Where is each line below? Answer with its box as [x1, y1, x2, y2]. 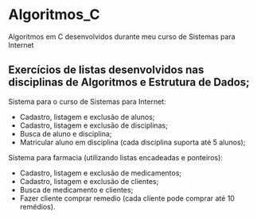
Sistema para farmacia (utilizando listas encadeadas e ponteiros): [8, 152, 223, 162]
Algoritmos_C [8, 6, 101, 24]
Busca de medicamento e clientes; [19, 185, 134, 194]
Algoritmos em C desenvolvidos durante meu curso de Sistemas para [8, 32, 236, 41]
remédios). [19, 202, 56, 211]
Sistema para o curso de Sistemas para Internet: [8, 97, 166, 106]
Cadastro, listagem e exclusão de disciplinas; [19, 121, 169, 130]
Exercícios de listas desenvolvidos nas [8, 63, 204, 77]
